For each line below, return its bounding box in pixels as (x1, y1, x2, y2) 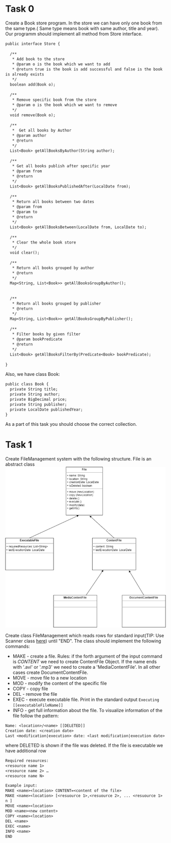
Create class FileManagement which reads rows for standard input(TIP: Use (5, 632, 164, 638)
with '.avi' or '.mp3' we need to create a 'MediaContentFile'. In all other (12, 664, 161, 670)
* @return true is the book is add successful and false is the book (12, 67, 163, 72)
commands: (5, 643, 31, 649)
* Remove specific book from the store (12, 97, 97, 102)
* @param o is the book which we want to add (12, 62, 110, 67)
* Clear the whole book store (12, 240, 76, 245)
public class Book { (5, 382, 49, 387)
